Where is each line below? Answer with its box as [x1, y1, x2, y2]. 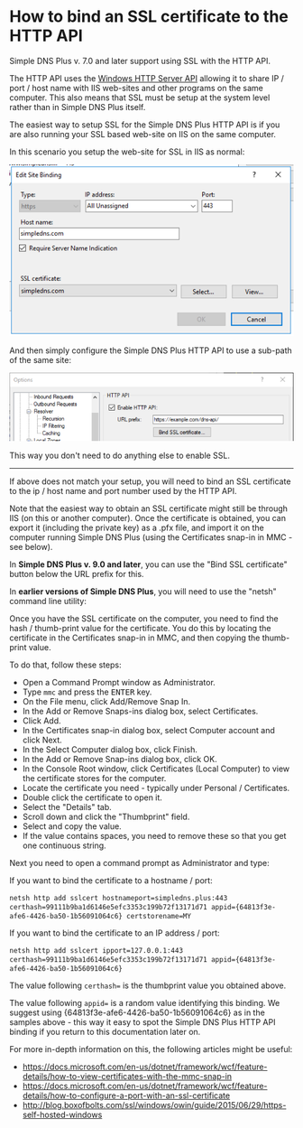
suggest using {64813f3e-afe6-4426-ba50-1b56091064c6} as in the [9, 1007, 266, 1018]
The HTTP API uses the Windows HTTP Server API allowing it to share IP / [9, 72, 284, 83]
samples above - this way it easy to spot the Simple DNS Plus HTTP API [9, 1016, 276, 1027]
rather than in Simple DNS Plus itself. [9, 101, 146, 112]
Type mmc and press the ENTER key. [22, 686, 152, 697]
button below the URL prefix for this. [9, 568, 144, 579]
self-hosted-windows [22, 1109, 103, 1120]
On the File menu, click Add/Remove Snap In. [22, 695, 191, 706]
